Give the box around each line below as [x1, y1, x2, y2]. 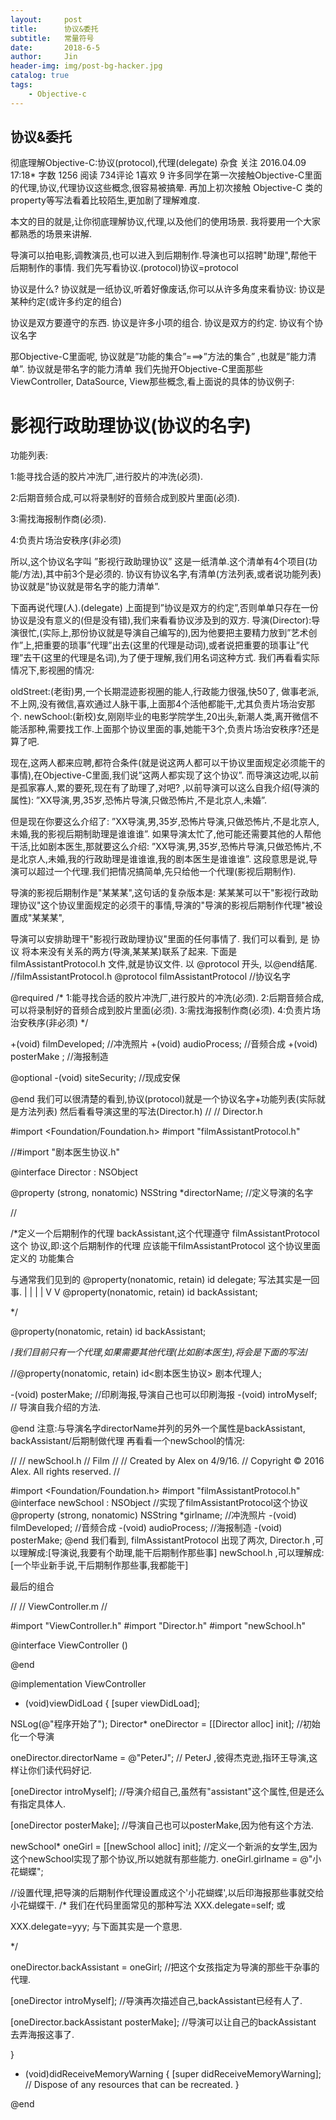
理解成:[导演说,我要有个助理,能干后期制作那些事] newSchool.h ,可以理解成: [18, 1547, 325, 1559]
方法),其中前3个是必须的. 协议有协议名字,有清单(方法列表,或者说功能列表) [22, 568, 322, 580]
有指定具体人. [10, 1798, 67, 1810]
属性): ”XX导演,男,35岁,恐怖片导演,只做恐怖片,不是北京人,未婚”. [10, 794, 267, 806]
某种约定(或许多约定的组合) [10, 296, 123, 308]
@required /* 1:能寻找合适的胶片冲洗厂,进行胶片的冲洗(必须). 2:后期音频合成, [10, 992, 325, 1004]
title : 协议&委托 [10, 24, 99, 34]
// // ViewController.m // [10, 1601, 108, 1613]
